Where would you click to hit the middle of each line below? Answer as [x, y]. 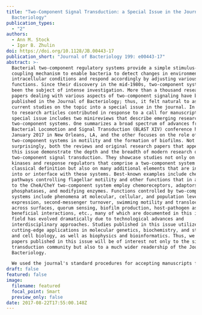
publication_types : [31, 23]
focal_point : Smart [36, 292]
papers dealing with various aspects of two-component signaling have [102, 96]
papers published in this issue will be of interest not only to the [100, 242]
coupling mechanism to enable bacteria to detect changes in [90, 73]
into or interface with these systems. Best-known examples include [99, 174]
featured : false [26, 275]
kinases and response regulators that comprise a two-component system [103, 163]
